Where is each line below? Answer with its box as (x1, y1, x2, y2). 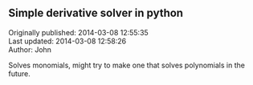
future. (8, 68, 31, 79)
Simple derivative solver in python (8, 6, 183, 20)
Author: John (8, 44, 52, 55)
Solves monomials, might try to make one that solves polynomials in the (8, 60, 245, 70)
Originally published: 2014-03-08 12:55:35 (8, 27, 149, 37)
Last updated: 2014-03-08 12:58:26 (8, 36, 127, 46)
